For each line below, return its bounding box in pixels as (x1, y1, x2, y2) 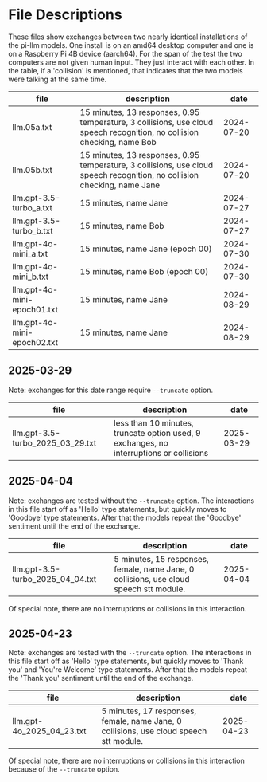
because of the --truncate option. (8, 764, 121, 774)
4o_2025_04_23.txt (12, 725, 87, 737)
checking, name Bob (79, 136, 157, 147)
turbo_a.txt (12, 202, 53, 213)
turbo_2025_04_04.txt (12, 573, 97, 584)
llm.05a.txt (12, 121, 52, 132)
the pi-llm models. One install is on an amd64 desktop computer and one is (8, 40, 254, 49)
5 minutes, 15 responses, (114, 553, 209, 564)
